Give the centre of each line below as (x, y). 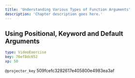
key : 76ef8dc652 (21, 57)
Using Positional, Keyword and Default (64, 34)
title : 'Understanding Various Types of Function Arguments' (68, 9)
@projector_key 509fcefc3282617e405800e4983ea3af (60, 70)
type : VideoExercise (26, 52)
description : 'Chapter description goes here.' (54, 14)
